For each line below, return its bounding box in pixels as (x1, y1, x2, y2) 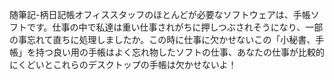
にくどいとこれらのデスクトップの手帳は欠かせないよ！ (9, 59, 237, 70)
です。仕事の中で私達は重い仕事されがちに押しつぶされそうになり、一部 (26, 21, 324, 33)
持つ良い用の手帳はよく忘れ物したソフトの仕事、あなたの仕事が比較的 (35, 46, 325, 58)
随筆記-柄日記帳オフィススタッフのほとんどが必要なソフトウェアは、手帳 (9, 9, 311, 20)
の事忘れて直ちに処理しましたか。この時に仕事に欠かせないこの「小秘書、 (9, 34, 316, 45)
